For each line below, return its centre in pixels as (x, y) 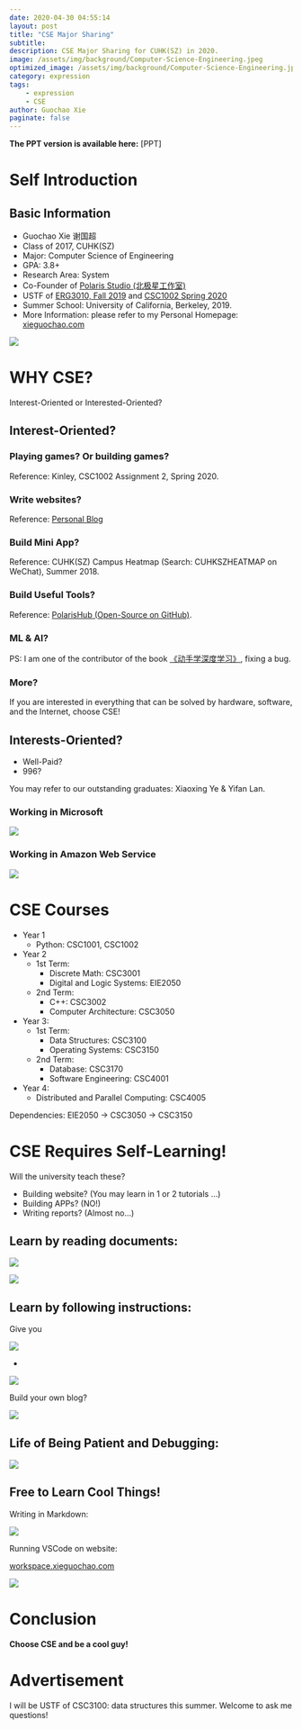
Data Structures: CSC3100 (98, 1040)
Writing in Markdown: (49, 1514)
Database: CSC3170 (86, 1069)
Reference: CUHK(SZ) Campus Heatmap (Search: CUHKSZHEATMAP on (143, 562)
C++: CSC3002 (78, 1001)
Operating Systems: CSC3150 (104, 1049)
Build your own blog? (49, 1398)
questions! (29, 1715)
